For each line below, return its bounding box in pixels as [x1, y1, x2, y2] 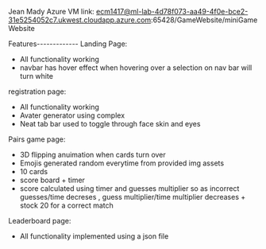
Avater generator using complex [19, 111, 125, 120]
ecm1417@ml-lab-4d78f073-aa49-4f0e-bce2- [96, 7, 249, 16]
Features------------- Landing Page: [8, 39, 128, 49]
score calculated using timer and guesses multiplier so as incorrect [19, 184, 240, 193]
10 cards [19, 167, 48, 176]
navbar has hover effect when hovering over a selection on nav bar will [19, 63, 253, 72]
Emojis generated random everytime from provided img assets [19, 158, 225, 168]
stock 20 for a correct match [19, 200, 114, 210]
